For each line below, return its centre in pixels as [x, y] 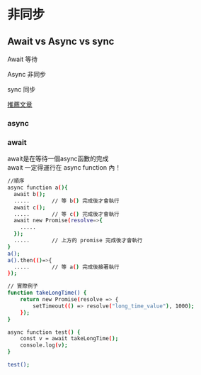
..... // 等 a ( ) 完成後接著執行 [67, 267]
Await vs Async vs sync [61, 41]
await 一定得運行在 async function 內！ [64, 168]
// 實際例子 [23, 286]
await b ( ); [30, 194]
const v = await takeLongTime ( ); [69, 339]
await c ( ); [30, 207]
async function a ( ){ [38, 188]
